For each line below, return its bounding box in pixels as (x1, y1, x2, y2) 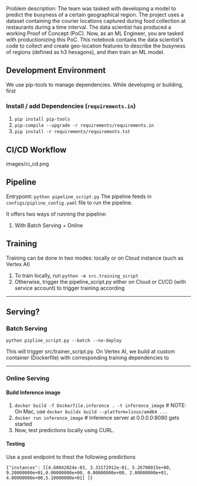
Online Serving (6, 375, 50, 383)
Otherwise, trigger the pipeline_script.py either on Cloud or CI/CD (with (14, 278, 186, 285)
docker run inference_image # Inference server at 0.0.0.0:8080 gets (14, 414, 180, 422)
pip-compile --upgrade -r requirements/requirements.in (14, 123, 154, 128)
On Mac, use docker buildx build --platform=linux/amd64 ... (14, 408, 168, 415)
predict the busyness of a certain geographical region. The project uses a (6, 11, 184, 18)
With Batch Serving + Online (14, 222, 83, 229)
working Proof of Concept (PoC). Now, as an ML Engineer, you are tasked (6, 30, 184, 37)
